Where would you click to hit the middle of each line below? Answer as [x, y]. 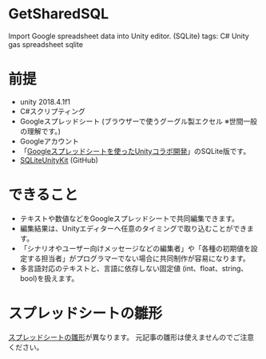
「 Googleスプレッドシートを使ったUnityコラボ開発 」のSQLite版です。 [135, 151]
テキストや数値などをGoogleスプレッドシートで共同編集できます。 [129, 218]
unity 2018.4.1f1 [45, 101]
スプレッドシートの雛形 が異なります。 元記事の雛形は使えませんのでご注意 [131, 337]
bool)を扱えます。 [49, 278]
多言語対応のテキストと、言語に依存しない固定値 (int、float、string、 [134, 268]
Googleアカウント [50, 141]
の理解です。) [40, 131]
